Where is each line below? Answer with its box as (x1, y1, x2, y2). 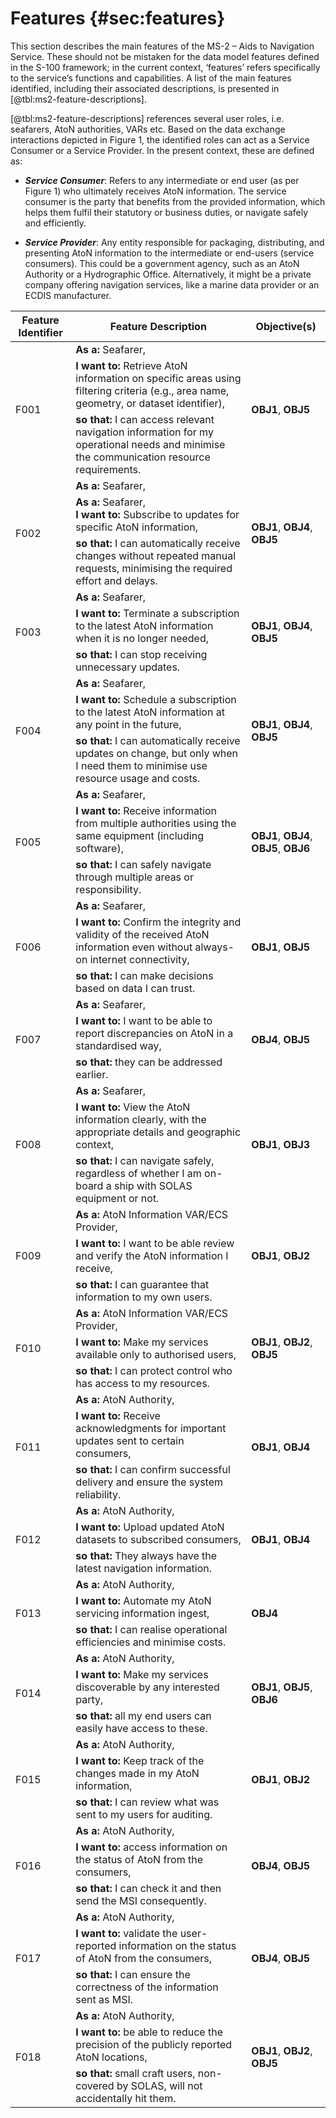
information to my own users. (75, 1290, 213, 1304)
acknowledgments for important (75, 1421, 227, 1435)
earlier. (75, 1067, 109, 1081)
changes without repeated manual (75, 548, 237, 562)
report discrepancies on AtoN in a (75, 1026, 234, 1040)
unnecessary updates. (75, 660, 181, 674)
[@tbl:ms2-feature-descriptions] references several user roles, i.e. (10, 112, 285, 124)
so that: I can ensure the (75, 1967, 191, 1981)
